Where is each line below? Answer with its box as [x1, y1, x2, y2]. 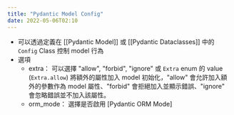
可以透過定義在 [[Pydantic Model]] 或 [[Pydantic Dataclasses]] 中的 [17, 37, 215, 46]
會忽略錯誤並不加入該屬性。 [28, 90, 111, 99]
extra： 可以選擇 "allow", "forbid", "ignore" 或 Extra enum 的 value [28, 64, 223, 72]
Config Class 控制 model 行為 [17, 46, 104, 55]
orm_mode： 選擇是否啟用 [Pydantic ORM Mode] [28, 99, 173, 108]
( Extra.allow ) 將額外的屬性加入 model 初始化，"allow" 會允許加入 [28, 72, 221, 82]
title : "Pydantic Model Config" [7, 10, 103, 18]
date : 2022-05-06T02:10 [7, 17, 78, 24]
